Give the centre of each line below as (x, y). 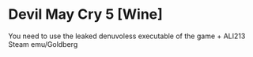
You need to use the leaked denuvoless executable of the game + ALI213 (127, 36)
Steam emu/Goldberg (43, 44)
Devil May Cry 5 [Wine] (86, 14)
